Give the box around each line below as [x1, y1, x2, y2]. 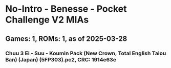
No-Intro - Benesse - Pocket [5, 3, 127, 15]
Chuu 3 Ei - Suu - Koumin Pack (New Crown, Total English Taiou [5, 50, 166, 57]
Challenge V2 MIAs [5, 14, 89, 26]
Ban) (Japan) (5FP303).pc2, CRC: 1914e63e [5, 56, 117, 63]
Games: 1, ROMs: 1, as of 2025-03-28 [5, 34, 127, 43]
